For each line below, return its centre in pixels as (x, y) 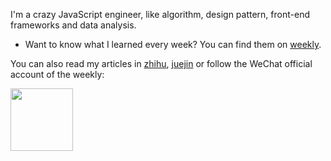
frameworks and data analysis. (73, 25)
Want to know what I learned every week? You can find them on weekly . (173, 44)
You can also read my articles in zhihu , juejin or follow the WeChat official (161, 63)
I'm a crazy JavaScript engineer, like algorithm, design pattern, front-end (160, 14)
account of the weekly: (57, 74)
